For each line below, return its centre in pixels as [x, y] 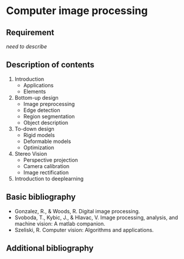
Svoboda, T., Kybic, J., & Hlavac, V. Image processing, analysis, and [96, 217]
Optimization [39, 147]
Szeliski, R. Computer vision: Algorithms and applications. [84, 230]
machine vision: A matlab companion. [60, 223]
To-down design [34, 129]
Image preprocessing [49, 104]
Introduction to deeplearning [49, 178]
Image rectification [46, 172]
